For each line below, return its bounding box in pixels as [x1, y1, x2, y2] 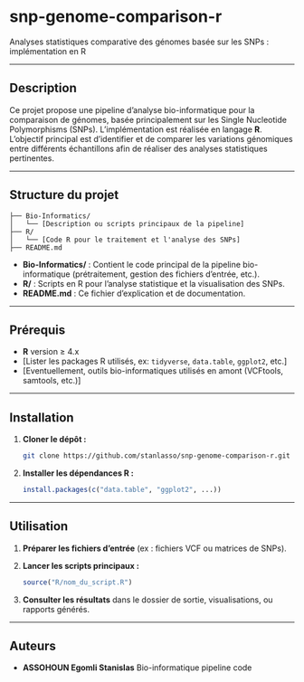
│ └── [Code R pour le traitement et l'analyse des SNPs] [9, 235, 242, 244]
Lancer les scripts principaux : [22, 560, 140, 571]
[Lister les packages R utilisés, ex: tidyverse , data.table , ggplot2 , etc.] [22, 355, 288, 367]
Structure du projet [9, 187, 119, 203]
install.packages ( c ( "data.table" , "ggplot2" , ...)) [22, 486, 222, 495]
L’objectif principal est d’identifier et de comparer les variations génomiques [9, 133, 293, 144]
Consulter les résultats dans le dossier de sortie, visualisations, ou [22, 594, 273, 605]
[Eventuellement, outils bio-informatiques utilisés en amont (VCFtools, [22, 365, 283, 376]
